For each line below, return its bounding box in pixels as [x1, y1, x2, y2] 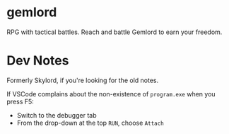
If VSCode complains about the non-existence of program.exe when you [6, 89, 216, 98]
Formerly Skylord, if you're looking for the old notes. [6, 76, 159, 84]
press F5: [6, 97, 35, 106]
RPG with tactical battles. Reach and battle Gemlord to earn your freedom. [6, 28, 223, 36]
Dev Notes [6, 52, 69, 69]
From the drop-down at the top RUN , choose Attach [16, 118, 164, 127]
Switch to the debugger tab [16, 111, 97, 119]
